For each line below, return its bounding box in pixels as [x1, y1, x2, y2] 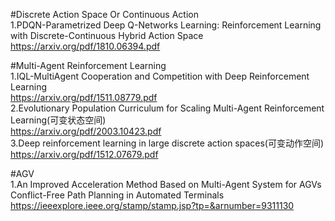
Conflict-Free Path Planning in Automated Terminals [10, 189, 225, 201]
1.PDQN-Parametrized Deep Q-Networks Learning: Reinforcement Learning [10, 19, 322, 31]
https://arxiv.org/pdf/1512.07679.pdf [10, 149, 159, 160]
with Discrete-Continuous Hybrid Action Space [10, 30, 204, 41]
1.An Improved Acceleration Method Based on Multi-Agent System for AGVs [10, 179, 322, 190]
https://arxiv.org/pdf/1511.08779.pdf [10, 92, 158, 103]
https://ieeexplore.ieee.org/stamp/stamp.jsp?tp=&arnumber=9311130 [10, 200, 295, 211]
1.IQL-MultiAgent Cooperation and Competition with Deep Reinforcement [10, 70, 310, 82]
